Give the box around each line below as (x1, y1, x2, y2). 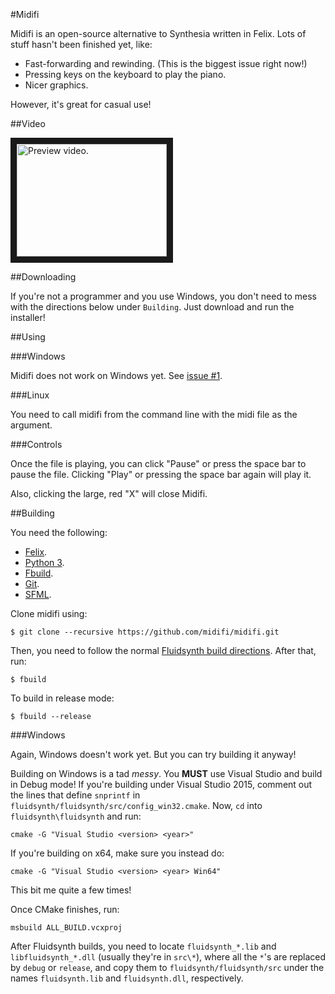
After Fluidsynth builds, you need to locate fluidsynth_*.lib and (10, 940, 277, 952)
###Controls (10, 439, 63, 450)
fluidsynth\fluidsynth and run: (10, 810, 142, 822)
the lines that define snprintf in (10, 789, 141, 801)
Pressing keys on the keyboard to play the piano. (24, 69, 227, 80)
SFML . (24, 589, 52, 600)
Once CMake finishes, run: (10, 904, 120, 915)
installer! (10, 312, 46, 323)
